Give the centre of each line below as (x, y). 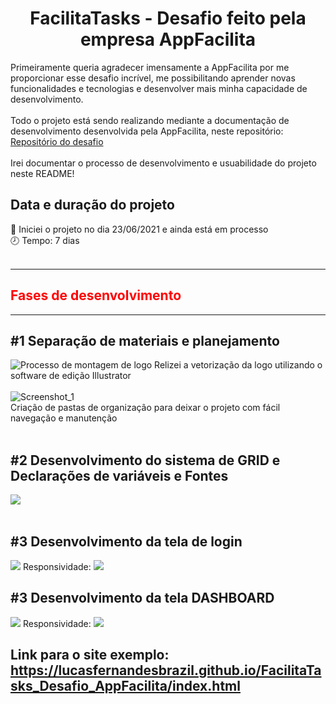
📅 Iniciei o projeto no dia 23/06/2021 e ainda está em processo (139, 229)
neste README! (42, 173)
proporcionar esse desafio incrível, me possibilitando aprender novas (153, 78)
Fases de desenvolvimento (96, 295)
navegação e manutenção (64, 418)
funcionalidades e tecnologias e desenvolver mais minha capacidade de (159, 88)
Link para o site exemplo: (90, 655)
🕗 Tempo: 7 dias (45, 240)
